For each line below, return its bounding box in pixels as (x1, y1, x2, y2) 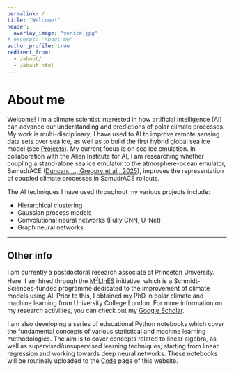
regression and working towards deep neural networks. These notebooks (7, 349, 218, 358)
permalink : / (7, 10, 45, 17)
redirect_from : (7, 49, 52, 56)
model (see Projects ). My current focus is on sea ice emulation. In (7, 144, 196, 153)
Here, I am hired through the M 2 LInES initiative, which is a (7, 275, 173, 285)
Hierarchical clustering (17, 201, 83, 209)
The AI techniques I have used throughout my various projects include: (7, 187, 210, 195)
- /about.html (13, 62, 54, 69)
